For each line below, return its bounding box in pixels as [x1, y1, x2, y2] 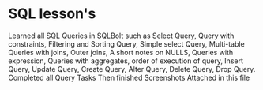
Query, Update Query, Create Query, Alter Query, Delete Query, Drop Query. [8, 64, 256, 73]
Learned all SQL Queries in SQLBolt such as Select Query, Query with [8, 31, 235, 40]
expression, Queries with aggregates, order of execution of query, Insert [8, 56, 243, 66]
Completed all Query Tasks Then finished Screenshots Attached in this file [8, 73, 250, 82]
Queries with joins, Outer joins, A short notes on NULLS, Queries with [8, 47, 234, 57]
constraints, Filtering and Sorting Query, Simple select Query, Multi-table [8, 39, 245, 48]
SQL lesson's [8, 5, 96, 23]
